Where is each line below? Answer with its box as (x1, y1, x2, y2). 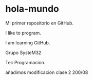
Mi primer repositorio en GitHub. (5, 20, 73, 26)
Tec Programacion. (5, 59, 46, 65)
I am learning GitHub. (5, 39, 50, 46)
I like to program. (5, 30, 41, 36)
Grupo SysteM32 (5, 49, 42, 56)
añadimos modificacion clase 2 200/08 (5, 69, 88, 75)
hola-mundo (5, 3, 59, 15)
